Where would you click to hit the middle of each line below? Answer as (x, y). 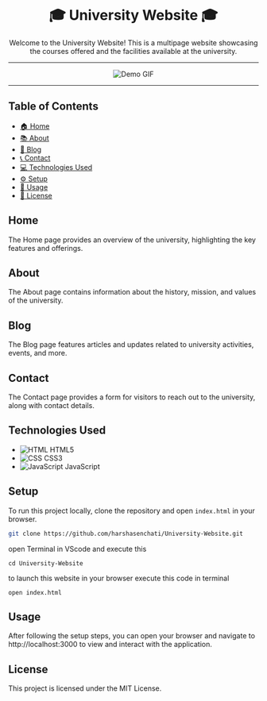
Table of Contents (54, 107)
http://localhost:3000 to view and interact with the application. (110, 645)
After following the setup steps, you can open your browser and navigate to (132, 636)
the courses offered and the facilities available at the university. (133, 51)
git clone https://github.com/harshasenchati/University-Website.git (126, 533)
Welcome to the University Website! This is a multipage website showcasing (133, 42)
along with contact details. (52, 405)
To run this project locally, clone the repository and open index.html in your (132, 510)
